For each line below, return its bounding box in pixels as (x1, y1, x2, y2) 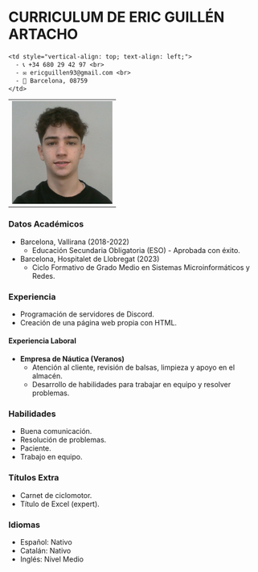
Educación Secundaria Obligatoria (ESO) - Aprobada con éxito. (31, 245, 241, 255)
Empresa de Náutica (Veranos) (19, 354, 125, 364)
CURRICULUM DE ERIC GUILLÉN (8, 8, 225, 27)
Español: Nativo (19, 537, 72, 546)
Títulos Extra (8, 472, 59, 484)
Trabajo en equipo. (19, 452, 83, 462)
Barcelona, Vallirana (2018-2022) (19, 237, 130, 247)
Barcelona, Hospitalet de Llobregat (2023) (19, 254, 160, 264)
